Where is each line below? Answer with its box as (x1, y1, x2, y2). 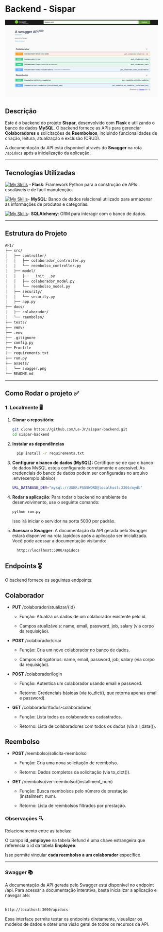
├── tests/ (5, 320, 27, 324)
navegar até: (5, 892, 30, 898)
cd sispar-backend (12, 432, 49, 437)
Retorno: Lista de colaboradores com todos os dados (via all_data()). (19, 723, 157, 729)
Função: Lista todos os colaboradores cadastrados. (19, 714, 122, 720)
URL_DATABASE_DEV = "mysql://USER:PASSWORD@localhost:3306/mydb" (12, 485, 143, 490)
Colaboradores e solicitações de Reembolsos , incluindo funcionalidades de (5, 130, 158, 136)
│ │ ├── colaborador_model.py (5, 279, 75, 284)
